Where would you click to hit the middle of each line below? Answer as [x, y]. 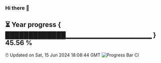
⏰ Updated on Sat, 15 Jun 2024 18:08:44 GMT [53, 55]
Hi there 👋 [17, 8]
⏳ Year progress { [33, 25]
